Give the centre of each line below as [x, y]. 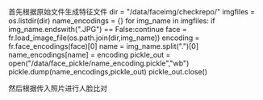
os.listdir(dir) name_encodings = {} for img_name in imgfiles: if [112, 21]
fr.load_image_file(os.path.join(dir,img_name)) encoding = [104, 38]
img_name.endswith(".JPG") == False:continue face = [98, 29]
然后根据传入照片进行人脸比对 [58, 88]
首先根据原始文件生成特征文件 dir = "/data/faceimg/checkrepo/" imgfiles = [132, 12]
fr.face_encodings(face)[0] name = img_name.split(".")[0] [104, 46]
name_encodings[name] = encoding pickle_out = [90, 55]
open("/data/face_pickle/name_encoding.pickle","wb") [99, 63]
